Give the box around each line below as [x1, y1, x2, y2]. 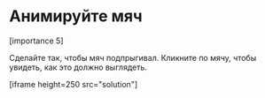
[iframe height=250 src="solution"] [9, 79, 138, 89]
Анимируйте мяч [9, 6, 143, 26]
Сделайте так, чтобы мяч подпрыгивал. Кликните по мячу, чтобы [9, 52, 257, 63]
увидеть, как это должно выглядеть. [9, 62, 148, 72]
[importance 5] [9, 35, 64, 46]
